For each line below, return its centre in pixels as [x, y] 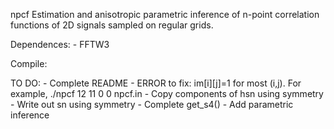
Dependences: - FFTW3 [60, 44]
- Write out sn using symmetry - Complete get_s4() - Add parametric [152, 104]
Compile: [29, 63]
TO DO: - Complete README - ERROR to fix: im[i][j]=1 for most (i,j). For [156, 83]
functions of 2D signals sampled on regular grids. [112, 25]
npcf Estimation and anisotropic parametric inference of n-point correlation [165, 14]
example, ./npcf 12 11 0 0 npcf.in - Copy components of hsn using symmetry [167, 93]
